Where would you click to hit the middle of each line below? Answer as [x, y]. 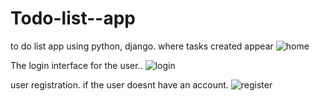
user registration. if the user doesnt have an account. [119, 84]
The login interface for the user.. [76, 65]
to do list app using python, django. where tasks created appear [142, 46]
